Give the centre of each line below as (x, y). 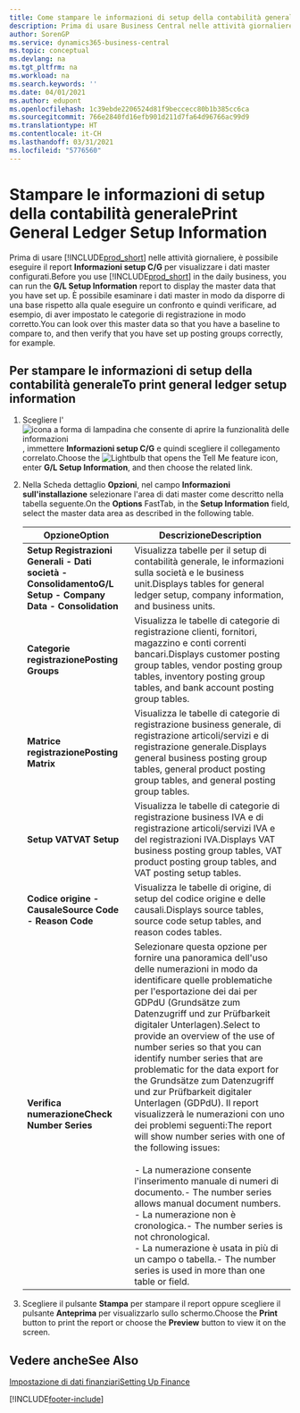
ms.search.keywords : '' (54, 84)
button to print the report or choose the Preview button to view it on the (154, 1323)
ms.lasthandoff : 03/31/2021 (62, 142)
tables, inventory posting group (199, 677)
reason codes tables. (178, 932)
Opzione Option (76, 535)
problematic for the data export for (206, 1070)
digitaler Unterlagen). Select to (197, 1025)
